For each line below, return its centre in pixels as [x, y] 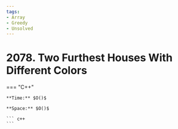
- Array [16, 17]
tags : [13, 12]
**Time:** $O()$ [26, 98]
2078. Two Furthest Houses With [90, 58]
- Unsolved [20, 28]
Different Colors [47, 71]
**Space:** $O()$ [28, 109]
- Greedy [17, 23]
